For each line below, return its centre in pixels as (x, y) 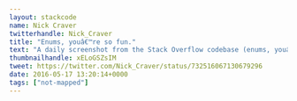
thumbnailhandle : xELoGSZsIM (63, 58)
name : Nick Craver (43, 25)
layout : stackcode (43, 17)
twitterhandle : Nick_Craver (61, 33)
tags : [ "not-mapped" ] (49, 83)
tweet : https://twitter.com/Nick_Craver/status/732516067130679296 (136, 67)
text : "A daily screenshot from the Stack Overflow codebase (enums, (140, 50)
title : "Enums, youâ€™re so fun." (73, 42)
